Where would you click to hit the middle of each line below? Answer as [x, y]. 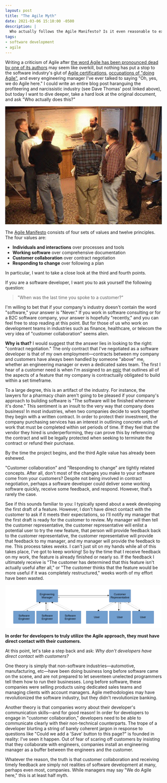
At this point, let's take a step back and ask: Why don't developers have [79, 651]
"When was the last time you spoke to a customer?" [70, 297]
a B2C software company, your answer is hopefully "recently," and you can [82, 317]
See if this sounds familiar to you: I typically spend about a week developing [83, 504]
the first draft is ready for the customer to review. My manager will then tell [82, 520]
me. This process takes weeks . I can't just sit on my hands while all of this [81, 546]
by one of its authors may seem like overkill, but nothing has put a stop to [80, 67]
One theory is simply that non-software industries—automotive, [70, 666]
